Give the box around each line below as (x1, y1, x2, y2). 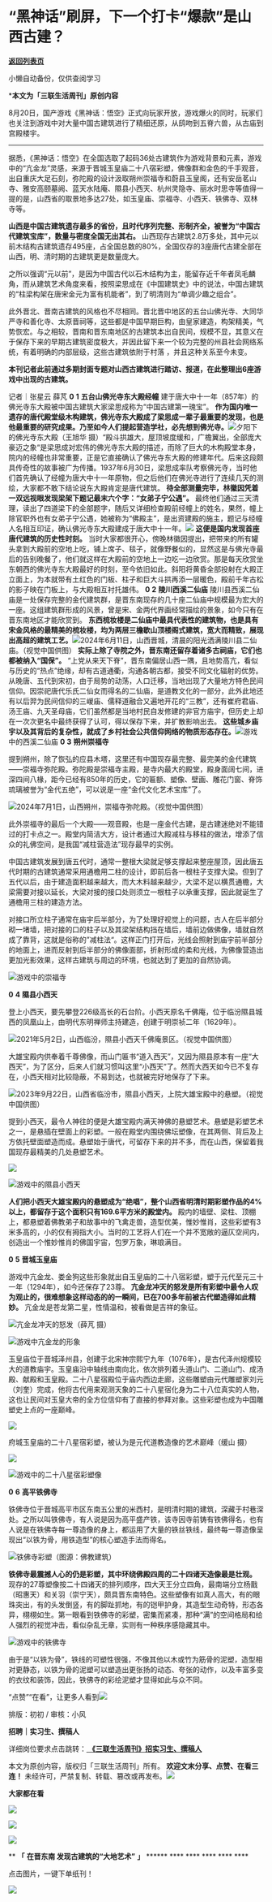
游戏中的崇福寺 (16, 972, 66, 982)
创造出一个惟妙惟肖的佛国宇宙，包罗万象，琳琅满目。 (8, 1237, 186, 1247)
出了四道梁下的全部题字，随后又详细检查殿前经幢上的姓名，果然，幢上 (29, 503, 264, 512)
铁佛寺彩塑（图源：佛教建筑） (16, 1552, 116, 1562)
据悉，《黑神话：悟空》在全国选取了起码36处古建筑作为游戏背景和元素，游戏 (8, 153, 262, 162)
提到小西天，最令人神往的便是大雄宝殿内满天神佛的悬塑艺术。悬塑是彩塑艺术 (8, 1116, 264, 1126)
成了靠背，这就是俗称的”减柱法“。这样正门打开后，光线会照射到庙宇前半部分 (8, 935, 263, 945)
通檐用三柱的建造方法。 (8, 897, 87, 906)
